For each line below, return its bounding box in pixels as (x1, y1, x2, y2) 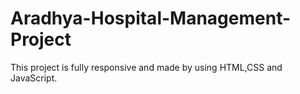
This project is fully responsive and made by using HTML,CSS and (10, 61, 283, 73)
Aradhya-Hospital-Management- (10, 7, 292, 30)
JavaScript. (10, 72, 58, 84)
